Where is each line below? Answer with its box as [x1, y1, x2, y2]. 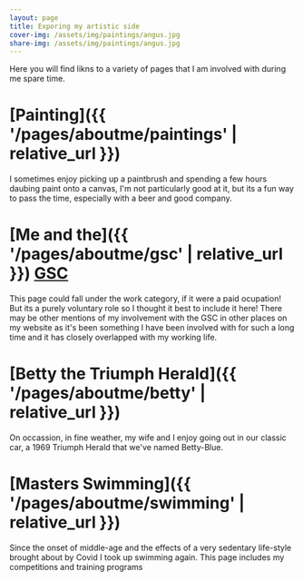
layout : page [9, 13, 59, 23]
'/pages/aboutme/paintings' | [9, 124, 238, 145]
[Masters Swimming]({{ [9, 474, 191, 495]
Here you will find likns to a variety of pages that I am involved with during [9, 64, 287, 74]
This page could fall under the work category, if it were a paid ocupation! [9, 293, 281, 304]
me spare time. [9, 74, 65, 84]
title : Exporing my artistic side [9, 22, 141, 31]
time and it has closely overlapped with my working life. [9, 332, 218, 343]
